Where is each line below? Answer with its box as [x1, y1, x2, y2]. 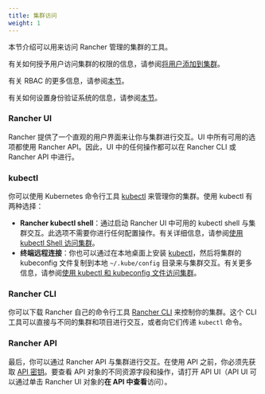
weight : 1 [8, 19, 41, 27]
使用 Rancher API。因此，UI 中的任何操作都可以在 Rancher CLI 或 [21, 142, 236, 151]
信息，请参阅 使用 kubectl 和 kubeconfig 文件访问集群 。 [19, 268, 201, 278]
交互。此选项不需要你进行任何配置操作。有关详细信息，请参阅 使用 [26, 228, 244, 238]
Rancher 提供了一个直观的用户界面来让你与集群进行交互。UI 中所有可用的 [8, 132, 249, 142]
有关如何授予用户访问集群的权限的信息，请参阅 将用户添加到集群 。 [8, 59, 224, 68]
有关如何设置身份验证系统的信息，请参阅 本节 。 [8, 92, 162, 102]
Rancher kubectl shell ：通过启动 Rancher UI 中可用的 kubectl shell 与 [19, 218, 249, 228]
